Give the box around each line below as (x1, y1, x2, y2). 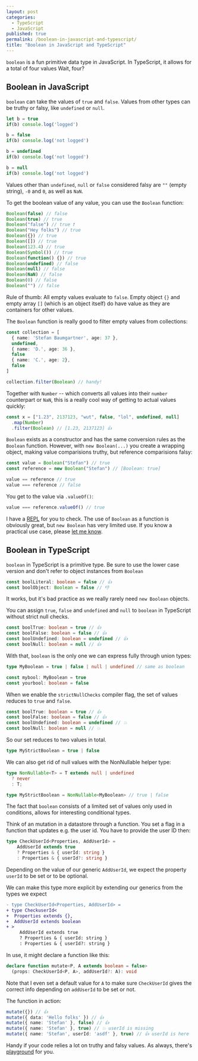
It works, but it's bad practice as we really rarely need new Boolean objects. (6, 595, 190, 602)
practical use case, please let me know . (6, 528, 103, 535)
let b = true (6, 116, 39, 122)
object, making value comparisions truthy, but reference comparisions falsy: (6, 448, 193, 456)
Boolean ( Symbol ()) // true (6, 249, 73, 256)
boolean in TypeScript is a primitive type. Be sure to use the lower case (6, 561, 180, 568)
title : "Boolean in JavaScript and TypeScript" (6, 42, 127, 48)
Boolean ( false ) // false (6, 210, 68, 217)
